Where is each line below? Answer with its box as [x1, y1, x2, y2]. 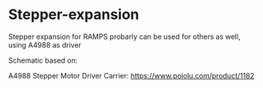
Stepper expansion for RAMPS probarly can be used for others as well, [8, 32, 241, 41]
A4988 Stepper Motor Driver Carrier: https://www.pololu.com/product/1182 [8, 71, 255, 80]
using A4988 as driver [8, 40, 82, 49]
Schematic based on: [8, 55, 78, 65]
